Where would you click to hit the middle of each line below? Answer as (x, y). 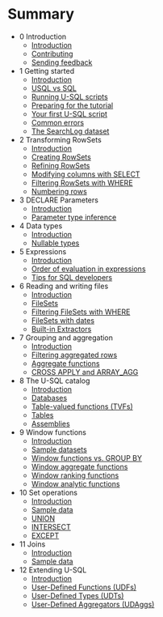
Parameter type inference (74, 217)
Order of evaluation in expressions (88, 269)
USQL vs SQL (54, 88)
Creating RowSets (61, 157)
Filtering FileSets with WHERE (81, 312)
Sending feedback (62, 62)
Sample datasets (59, 449)
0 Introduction (43, 36)
